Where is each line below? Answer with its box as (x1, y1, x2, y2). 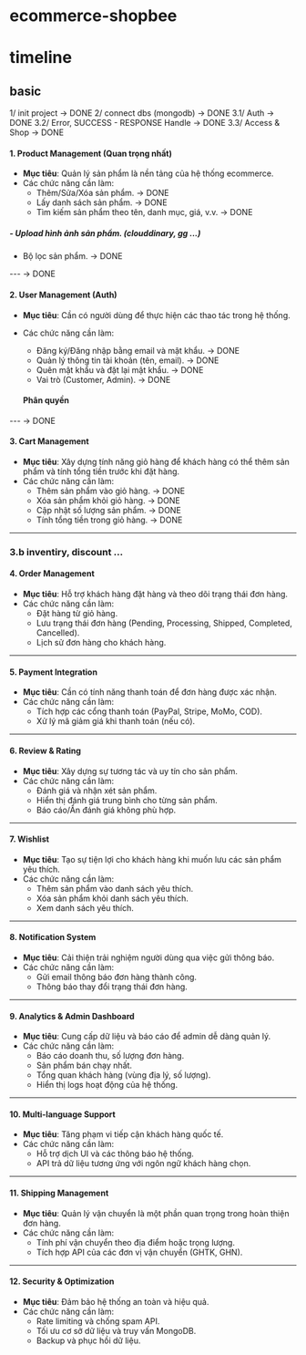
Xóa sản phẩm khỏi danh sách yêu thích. (36, 893, 189, 904)
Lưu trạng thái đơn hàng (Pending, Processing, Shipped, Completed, (36, 617, 293, 629)
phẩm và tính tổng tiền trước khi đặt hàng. (22, 466, 180, 477)
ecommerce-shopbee (9, 5, 178, 26)
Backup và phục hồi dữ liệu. (36, 1335, 141, 1346)
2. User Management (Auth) (9, 289, 117, 300)
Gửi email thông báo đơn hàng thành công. (36, 971, 198, 982)
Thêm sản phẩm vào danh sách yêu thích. (36, 883, 194, 894)
